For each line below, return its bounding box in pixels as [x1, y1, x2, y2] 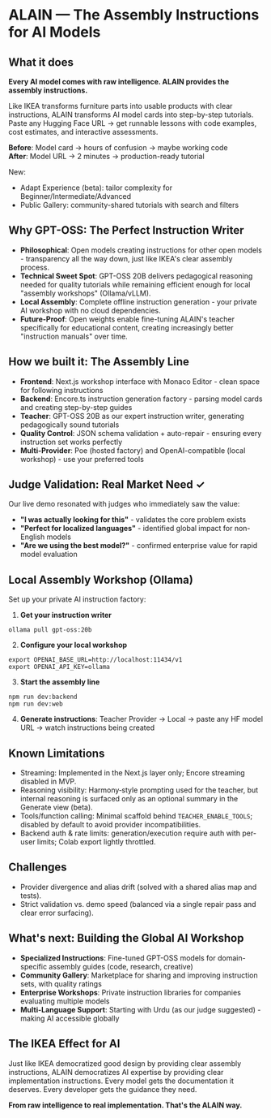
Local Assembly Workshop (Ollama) [8, 572, 194, 586]
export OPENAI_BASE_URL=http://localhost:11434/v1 [8, 656, 183, 664]
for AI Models [8, 23, 101, 41]
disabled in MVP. [19, 777, 77, 787]
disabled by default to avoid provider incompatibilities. [19, 820, 201, 830]
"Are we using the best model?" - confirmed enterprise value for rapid [19, 541, 258, 550]
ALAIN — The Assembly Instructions [8, 6, 260, 24]
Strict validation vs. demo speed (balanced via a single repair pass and [19, 899, 256, 909]
